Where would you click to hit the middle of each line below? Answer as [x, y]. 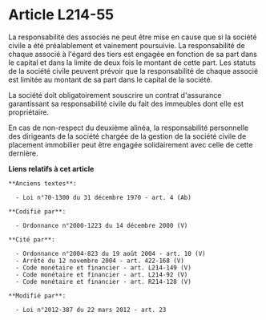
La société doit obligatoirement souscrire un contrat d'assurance [115, 95]
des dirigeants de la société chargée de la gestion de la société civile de [127, 136]
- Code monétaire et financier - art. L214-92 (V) [102, 274]
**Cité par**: [32, 239]
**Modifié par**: [37, 296]
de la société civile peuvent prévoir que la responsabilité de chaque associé [133, 71]
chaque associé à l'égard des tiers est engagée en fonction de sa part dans [133, 54]
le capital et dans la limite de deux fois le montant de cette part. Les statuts [132, 63]
